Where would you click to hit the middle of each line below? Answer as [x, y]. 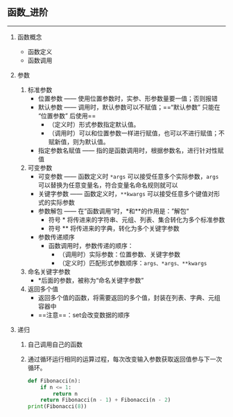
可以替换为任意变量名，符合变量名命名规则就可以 [108, 185]
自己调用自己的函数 [55, 344]
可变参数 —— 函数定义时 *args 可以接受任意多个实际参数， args [128, 176]
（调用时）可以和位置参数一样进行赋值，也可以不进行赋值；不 [137, 133]
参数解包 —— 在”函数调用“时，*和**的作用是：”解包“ [113, 211]
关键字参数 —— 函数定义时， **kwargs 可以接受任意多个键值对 [126, 193]
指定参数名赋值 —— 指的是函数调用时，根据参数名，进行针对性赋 [131, 150]
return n [65, 393]
